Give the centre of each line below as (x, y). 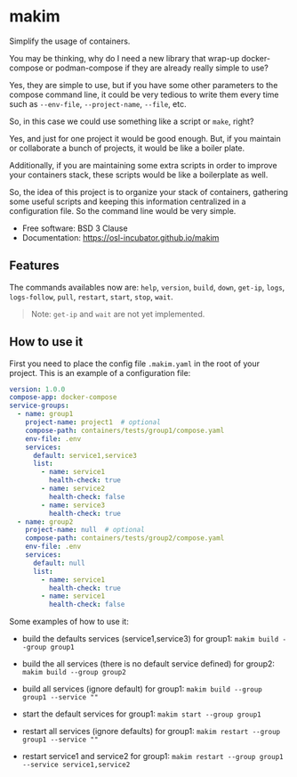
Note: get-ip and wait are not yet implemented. (118, 314)
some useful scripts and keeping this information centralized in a (128, 201)
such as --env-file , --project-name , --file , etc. (98, 103)
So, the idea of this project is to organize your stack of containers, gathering (149, 192)
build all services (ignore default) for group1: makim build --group (142, 689)
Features (34, 266)
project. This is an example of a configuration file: (100, 372)
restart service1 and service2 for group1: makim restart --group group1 (153, 757)
